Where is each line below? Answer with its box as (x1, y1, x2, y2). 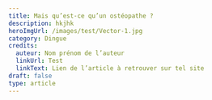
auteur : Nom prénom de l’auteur (15, 49, 125, 57)
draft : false (8, 72, 53, 80)
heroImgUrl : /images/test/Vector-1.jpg (8, 27, 143, 35)
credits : (8, 42, 38, 50)
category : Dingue (8, 34, 67, 43)
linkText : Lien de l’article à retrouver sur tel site (15, 65, 205, 73)
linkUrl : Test (15, 57, 63, 65)
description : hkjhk (8, 19, 74, 27)
